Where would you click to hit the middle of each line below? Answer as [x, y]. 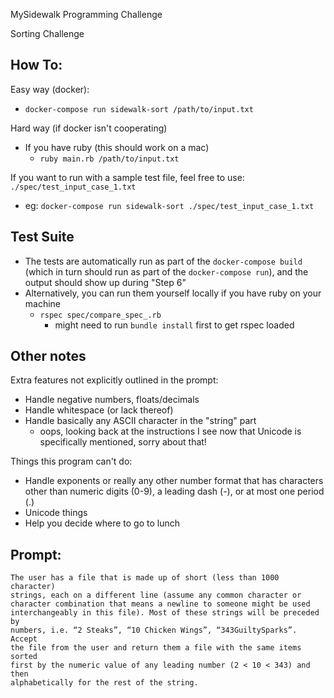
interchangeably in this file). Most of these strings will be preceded [165, 613]
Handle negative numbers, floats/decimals [112, 400]
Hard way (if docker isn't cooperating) [89, 128]
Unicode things [56, 513]
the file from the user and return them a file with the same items [156, 648]
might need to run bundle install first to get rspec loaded [174, 325]
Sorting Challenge [47, 33]
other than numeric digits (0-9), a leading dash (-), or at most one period [174, 491]
